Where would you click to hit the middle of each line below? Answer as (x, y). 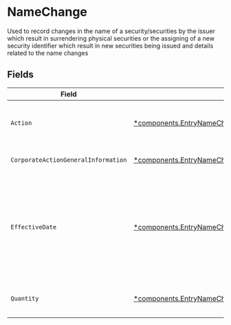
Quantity (25, 298)
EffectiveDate (34, 227)
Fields (21, 75)
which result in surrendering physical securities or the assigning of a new (111, 38)
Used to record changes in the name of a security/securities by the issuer (111, 31)
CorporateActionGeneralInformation (69, 160)
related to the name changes (48, 53)
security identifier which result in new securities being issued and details (110, 45)
